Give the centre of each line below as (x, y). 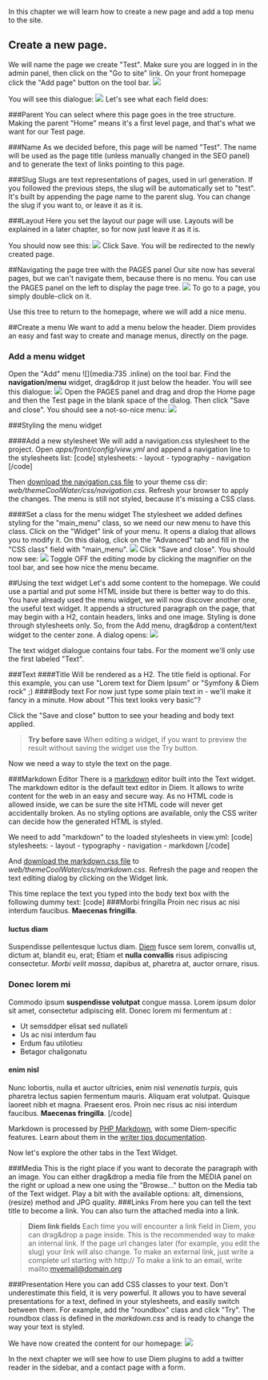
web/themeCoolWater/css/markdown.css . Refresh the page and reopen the (133, 870)
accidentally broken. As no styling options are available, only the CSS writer (133, 813)
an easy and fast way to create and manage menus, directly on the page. (129, 335)
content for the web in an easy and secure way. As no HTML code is (121, 796)
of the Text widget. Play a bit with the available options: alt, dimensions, (126, 1193)
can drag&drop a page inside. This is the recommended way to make (141, 1234)
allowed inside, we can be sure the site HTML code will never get (116, 804)
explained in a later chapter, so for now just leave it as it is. (105, 229)
